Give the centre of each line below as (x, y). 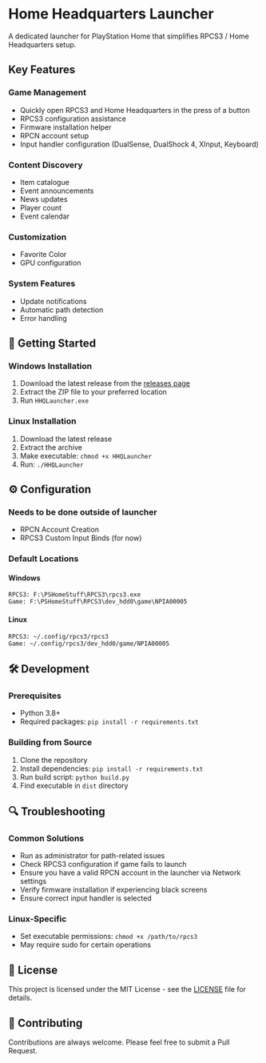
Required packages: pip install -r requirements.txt (109, 722)
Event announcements (57, 191)
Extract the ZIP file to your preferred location (93, 392)
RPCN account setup (54, 135)
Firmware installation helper (66, 127)
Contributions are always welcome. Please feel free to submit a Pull (119, 1042)
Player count (41, 207)
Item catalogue (44, 182)
